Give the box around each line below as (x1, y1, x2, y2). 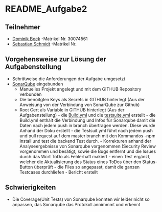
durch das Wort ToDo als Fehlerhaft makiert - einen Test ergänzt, (19, 153, 151, 159)
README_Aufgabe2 (5, 3, 87, 15)
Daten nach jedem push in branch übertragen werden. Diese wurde (19, 122, 156, 128)
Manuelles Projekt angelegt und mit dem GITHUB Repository (19, 86, 141, 92)
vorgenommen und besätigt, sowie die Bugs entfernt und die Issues (19, 148, 156, 154)
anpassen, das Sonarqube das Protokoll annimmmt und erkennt (12, 201, 140, 207)
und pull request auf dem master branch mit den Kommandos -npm (19, 133, 156, 139)
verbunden (19, 91, 42, 97)
